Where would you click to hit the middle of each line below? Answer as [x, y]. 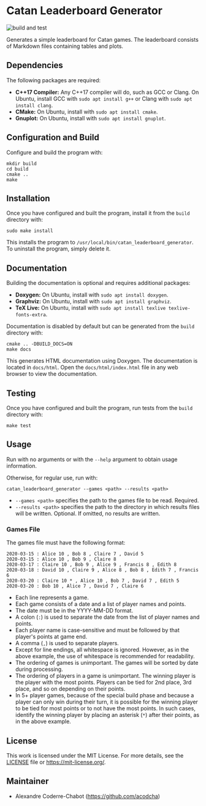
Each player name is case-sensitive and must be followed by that [97, 630]
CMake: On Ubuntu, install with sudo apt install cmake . [86, 112]
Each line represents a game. [52, 598]
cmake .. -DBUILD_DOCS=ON [39, 344]
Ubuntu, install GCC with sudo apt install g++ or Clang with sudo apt [104, 98]
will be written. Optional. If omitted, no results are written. [88, 513]
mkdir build [21, 163]
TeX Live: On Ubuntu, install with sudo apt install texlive [90, 308]
